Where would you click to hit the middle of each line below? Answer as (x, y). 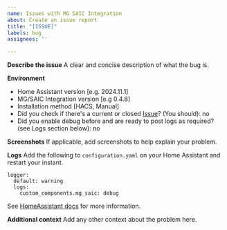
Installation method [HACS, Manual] (68, 106)
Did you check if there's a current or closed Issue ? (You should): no (113, 114)
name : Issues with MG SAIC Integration (65, 13)
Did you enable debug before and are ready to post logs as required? (116, 121)
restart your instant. (35, 162)
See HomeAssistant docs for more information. (74, 206)
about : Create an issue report (52, 20)
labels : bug (24, 33)
